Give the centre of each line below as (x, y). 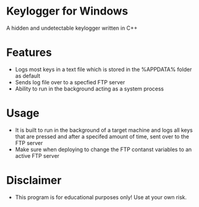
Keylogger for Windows (67, 11)
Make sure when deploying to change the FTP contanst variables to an (103, 149)
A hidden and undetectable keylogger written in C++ (72, 28)
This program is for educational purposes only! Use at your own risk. (101, 197)
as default (28, 76)
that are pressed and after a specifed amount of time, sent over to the (102, 136)
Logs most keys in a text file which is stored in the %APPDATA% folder (103, 69)
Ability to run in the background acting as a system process (89, 89)
